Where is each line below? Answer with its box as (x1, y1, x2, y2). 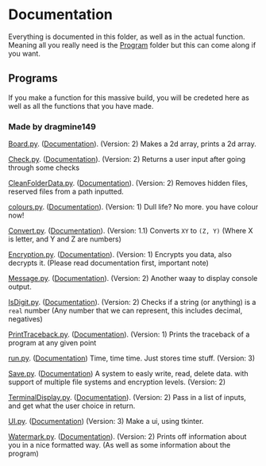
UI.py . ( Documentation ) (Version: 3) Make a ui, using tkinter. (8, 417, 204, 426)
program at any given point (8, 338, 97, 348)
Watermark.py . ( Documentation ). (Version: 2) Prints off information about (8, 432, 247, 441)
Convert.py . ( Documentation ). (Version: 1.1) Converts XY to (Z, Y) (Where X (8, 226, 253, 236)
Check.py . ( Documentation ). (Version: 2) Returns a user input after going (8, 155, 246, 164)
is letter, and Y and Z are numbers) (8, 234, 121, 244)
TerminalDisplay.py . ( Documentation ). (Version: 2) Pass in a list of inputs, (8, 393, 246, 402)
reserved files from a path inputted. (8, 187, 125, 196)
